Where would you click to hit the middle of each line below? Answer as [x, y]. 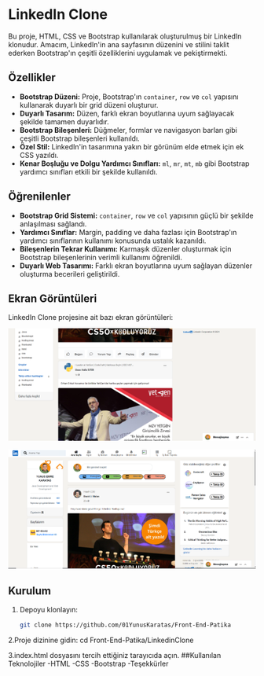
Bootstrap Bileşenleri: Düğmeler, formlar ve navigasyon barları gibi [128, 130]
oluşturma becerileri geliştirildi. [70, 274]
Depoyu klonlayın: [49, 609]
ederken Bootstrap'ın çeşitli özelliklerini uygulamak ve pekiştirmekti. [118, 53]
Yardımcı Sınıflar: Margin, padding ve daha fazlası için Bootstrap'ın [128, 232]
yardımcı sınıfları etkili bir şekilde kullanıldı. [88, 171]
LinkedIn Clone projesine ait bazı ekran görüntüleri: [91, 318]
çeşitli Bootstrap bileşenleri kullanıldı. [79, 138]
